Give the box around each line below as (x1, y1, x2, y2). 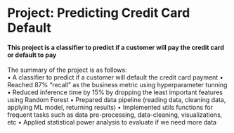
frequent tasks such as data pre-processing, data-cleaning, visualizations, (7, 110, 223, 119)
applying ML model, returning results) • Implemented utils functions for (7, 103, 213, 111)
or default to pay (7, 51, 57, 59)
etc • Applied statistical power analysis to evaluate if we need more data (7, 118, 216, 126)
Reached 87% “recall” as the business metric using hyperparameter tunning (7, 80, 228, 89)
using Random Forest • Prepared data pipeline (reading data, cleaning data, (7, 95, 226, 103)
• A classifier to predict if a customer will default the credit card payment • (7, 72, 223, 82)
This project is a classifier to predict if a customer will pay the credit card (7, 43, 225, 51)
